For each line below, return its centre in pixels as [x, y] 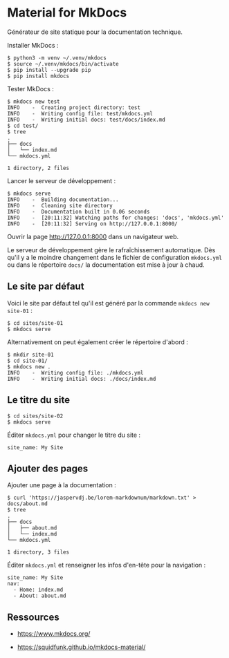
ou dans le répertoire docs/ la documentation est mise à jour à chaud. [106, 265]
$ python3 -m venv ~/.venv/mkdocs [57, 58]
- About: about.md [40, 596]
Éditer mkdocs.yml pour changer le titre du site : [74, 435]
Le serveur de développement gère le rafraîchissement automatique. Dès [111, 250]
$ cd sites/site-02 [35, 416]
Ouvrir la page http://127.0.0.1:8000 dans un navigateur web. [93, 236]
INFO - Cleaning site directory [60, 205]
